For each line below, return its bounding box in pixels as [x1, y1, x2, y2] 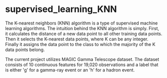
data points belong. [5, 46, 45, 52]
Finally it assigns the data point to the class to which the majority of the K [5, 41, 156, 47]
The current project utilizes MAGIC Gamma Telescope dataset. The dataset [5, 56, 160, 62]
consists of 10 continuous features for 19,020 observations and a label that [5, 61, 159, 67]
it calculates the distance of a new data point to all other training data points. [5, 30, 163, 36]
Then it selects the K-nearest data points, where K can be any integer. [5, 36, 149, 42]
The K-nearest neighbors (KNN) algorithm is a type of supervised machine [5, 20, 158, 26]
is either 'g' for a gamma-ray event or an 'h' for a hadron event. [5, 66, 135, 73]
